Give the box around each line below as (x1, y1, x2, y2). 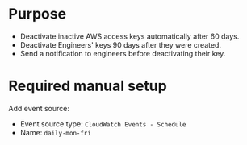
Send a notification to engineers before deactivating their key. (19, 48, 226, 58)
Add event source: (8, 103, 70, 113)
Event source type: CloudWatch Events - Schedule (19, 118, 186, 129)
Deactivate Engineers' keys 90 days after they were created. (19, 39, 222, 49)
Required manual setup (8, 77, 167, 95)
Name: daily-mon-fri (19, 127, 91, 137)
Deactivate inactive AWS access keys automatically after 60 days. (19, 31, 240, 41)
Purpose (8, 5, 67, 23)
